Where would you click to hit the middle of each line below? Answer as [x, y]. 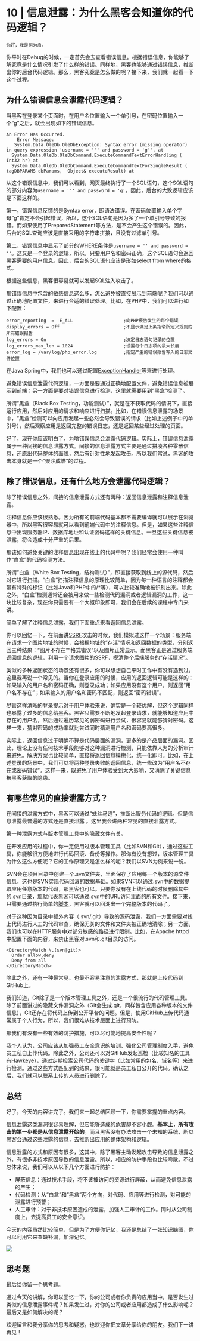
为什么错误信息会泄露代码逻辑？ [65, 100]
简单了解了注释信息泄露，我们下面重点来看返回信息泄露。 [76, 622]
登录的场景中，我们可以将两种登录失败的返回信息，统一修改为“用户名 [96, 762]
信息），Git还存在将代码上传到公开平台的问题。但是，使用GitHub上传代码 [95, 1013]
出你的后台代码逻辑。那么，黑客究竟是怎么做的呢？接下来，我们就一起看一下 [100, 72]
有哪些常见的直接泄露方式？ [57, 798]
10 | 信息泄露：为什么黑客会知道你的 [95, 13]
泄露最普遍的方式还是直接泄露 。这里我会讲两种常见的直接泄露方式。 [95, 821]
